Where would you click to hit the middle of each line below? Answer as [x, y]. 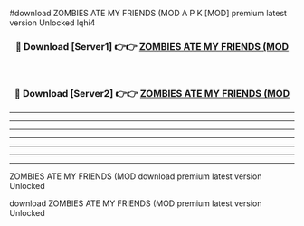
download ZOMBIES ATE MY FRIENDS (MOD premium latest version [136, 203]
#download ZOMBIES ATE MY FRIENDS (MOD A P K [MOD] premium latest [148, 13]
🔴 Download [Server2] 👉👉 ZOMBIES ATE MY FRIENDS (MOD [152, 94]
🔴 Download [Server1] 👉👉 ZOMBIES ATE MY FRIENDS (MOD [152, 46]
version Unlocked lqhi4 [52, 23]
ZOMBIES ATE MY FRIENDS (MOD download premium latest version [136, 176]
